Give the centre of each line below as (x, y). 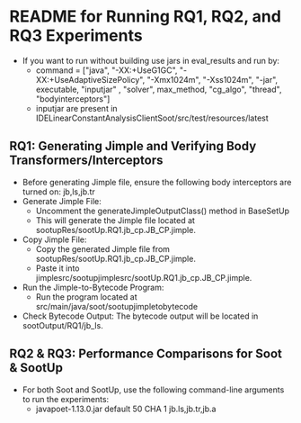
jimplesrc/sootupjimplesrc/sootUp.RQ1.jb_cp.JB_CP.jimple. (144, 277)
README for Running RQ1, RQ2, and (145, 17)
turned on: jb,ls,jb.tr (59, 192)
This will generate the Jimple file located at (115, 220)
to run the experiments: (66, 399)
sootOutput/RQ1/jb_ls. (62, 325)
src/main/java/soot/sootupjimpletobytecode (117, 306)
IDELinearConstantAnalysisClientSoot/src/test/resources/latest (152, 118)
